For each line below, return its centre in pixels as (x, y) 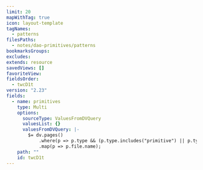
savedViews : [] (25, 68)
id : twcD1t (31, 157)
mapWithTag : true (28, 17)
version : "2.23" (27, 90)
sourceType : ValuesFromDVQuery (62, 118)
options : (28, 113)
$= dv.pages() (46, 135)
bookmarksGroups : (28, 51)
